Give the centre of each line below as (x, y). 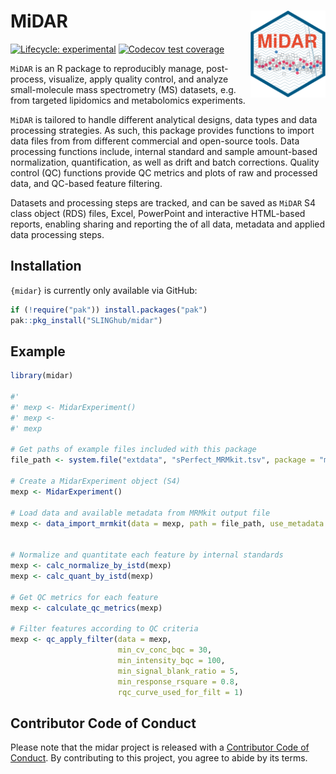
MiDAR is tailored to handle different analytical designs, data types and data (164, 119)
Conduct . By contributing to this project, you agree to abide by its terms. (159, 758)
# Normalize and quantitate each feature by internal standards (147, 555)
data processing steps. (57, 234)
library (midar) (42, 376)
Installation (46, 266)
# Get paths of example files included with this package (133, 450)
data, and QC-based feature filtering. (86, 183)
